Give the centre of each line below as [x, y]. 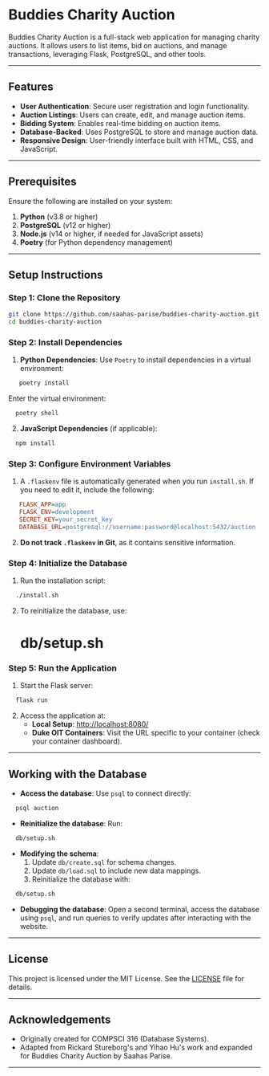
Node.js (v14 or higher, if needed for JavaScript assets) [112, 234]
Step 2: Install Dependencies [65, 342]
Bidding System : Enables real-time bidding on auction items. [120, 123]
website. [34, 926]
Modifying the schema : [59, 854]
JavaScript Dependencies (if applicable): [88, 429]
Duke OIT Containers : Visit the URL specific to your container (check [146, 733]
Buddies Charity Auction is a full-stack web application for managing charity [134, 37]
